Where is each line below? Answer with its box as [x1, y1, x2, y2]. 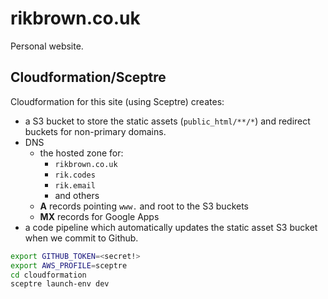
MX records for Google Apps [39, 210, 160, 222]
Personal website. [10, 40, 84, 52]
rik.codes [54, 170, 96, 180]
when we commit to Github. [24, 232, 139, 244]
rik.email [54, 180, 96, 191]
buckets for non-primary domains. [24, 125, 167, 137]
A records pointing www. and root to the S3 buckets [39, 200, 250, 212]
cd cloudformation [10, 270, 87, 280]
